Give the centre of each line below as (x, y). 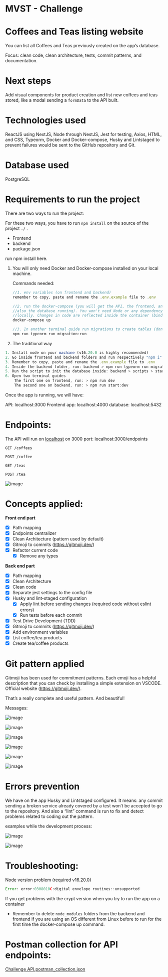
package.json (26, 248)
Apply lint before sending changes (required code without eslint (85, 604)
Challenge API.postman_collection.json (45, 969)
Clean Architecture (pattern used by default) (58, 539)
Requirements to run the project (73, 199)
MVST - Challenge (44, 9)
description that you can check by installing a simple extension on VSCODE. (83, 683)
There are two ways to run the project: (44, 213)
